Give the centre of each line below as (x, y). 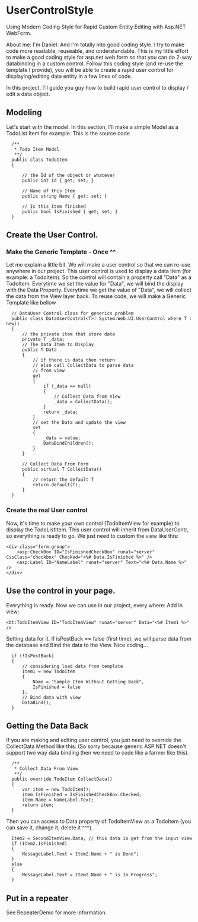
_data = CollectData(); (83, 402)
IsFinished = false (57, 687)
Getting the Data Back (47, 726)
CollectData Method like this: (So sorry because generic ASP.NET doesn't (96, 746)
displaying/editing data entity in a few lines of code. (69, 76)
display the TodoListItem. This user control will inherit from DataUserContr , (97, 530)
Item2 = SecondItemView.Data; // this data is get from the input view (102, 839)
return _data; (61, 412)
